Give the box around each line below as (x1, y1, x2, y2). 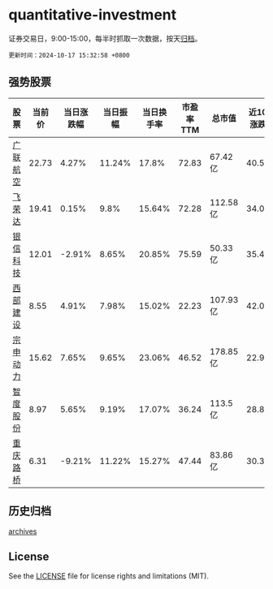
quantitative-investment (8, 6, 177, 24)
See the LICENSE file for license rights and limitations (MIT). (8, 571, 210, 581)
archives (8, 526, 37, 536)
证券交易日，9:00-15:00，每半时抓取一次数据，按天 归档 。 (8, 33, 202, 43)
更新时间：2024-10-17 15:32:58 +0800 (8, 51, 130, 59)
